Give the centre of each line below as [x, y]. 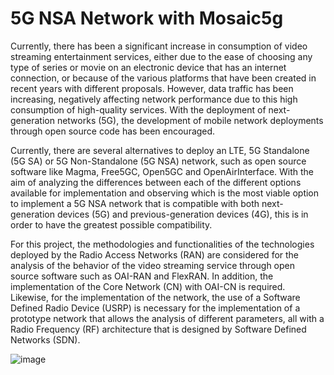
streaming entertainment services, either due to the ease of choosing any [161, 56]
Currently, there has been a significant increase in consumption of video [159, 46]
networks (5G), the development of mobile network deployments [190, 120]
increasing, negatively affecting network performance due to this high [154, 99]
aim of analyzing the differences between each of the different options [156, 182]
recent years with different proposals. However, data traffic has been [152, 88]
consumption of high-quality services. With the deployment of [138, 109]
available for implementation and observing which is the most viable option [165, 193]
